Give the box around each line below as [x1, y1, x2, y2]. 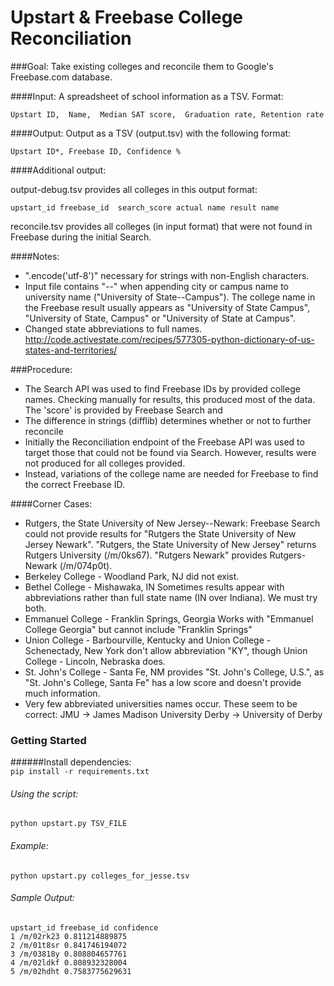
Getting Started [10, 733, 87, 747]
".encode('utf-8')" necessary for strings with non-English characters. [24, 269, 310, 281]
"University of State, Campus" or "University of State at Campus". [24, 312, 297, 324]
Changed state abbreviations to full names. [24, 322, 203, 335]
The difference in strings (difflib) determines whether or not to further [24, 414, 312, 426]
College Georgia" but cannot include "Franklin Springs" [24, 623, 253, 635]
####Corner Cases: [10, 497, 93, 510]
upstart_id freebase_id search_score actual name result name [10, 202, 280, 213]
